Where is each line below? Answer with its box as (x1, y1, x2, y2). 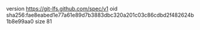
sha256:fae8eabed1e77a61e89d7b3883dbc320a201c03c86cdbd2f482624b (6, 11, 195, 19)
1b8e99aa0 (6, 18, 34, 25)
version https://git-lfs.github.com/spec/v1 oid (6, 5, 118, 12)
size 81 (35, 18, 52, 25)
